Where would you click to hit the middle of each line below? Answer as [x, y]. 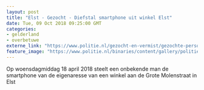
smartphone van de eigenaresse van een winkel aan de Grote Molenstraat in [102, 75]
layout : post [23, 12]
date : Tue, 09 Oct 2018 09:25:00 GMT [54, 23]
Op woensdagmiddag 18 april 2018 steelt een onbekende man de [87, 69]
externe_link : [24, 46]
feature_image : [25, 52]
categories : [21, 29]
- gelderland [23, 35]
